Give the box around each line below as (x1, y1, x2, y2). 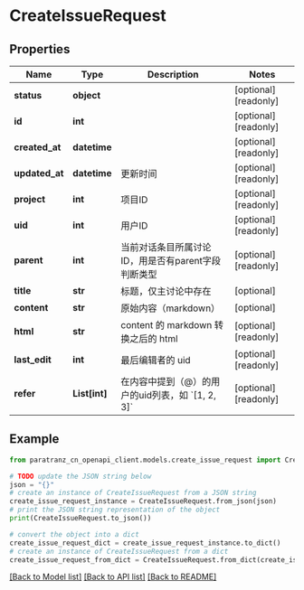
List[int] (71, 388, 108, 399)
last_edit (14, 353, 52, 366)
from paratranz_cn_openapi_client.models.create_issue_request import (9, 455, 281, 464)
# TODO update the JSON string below (9, 472, 152, 481)
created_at (14, 141, 62, 154)
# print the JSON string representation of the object (9, 505, 221, 515)
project (14, 193, 46, 205)
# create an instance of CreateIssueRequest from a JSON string (9, 489, 257, 498)
